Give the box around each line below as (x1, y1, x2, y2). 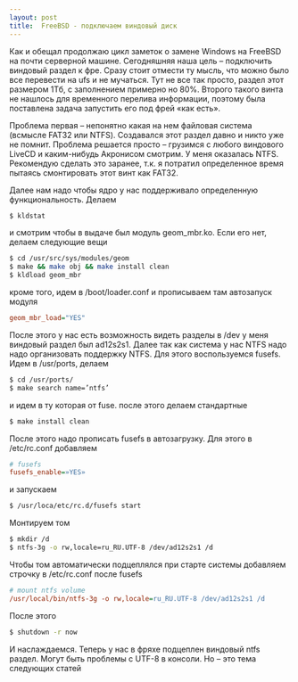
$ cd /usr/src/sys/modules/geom (9, 254, 129, 263)
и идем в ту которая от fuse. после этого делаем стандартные (9, 399, 248, 410)
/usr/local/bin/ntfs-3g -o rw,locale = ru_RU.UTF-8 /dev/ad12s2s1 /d (9, 594, 266, 603)
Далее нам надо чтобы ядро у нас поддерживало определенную (9, 185, 259, 195)
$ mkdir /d (9, 535, 50, 544)
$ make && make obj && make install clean (9, 262, 170, 272)
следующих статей (9, 662, 82, 673)
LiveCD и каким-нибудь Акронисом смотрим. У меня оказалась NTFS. (9, 148, 279, 159)
